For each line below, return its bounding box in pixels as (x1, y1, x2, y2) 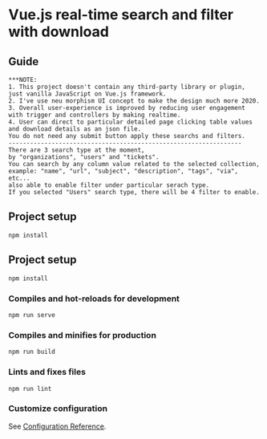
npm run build (8, 348, 56, 356)
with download (8, 22, 110, 41)
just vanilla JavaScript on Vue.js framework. (8, 90, 167, 98)
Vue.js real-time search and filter (8, 6, 234, 24)
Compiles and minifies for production (8, 329, 156, 340)
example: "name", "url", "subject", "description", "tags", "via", (8, 167, 239, 175)
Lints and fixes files (8, 367, 87, 378)
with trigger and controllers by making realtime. (8, 111, 181, 119)
